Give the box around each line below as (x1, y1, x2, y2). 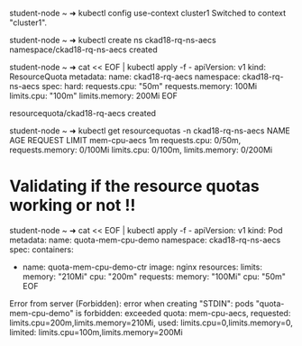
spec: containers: (9, 243, 74, 255)
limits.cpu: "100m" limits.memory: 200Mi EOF (9, 90, 178, 101)
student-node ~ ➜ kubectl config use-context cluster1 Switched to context (9, 8, 287, 18)
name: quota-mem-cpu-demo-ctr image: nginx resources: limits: (22, 261, 263, 272)
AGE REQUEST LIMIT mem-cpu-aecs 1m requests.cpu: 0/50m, (9, 135, 242, 145)
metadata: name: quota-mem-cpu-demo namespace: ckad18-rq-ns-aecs (9, 234, 281, 245)
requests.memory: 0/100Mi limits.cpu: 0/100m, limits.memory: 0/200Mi (9, 144, 273, 155)
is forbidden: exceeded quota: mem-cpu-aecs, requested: (75, 307, 291, 318)
